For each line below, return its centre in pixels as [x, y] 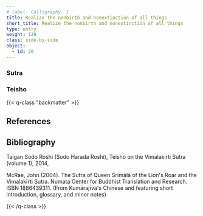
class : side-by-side [33, 40]
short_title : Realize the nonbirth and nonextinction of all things [95, 23]
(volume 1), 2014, [28, 163]
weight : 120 [21, 35]
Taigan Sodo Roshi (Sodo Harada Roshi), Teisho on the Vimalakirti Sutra [96, 157]
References [29, 121]
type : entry [21, 29]
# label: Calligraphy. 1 [38, 12]
